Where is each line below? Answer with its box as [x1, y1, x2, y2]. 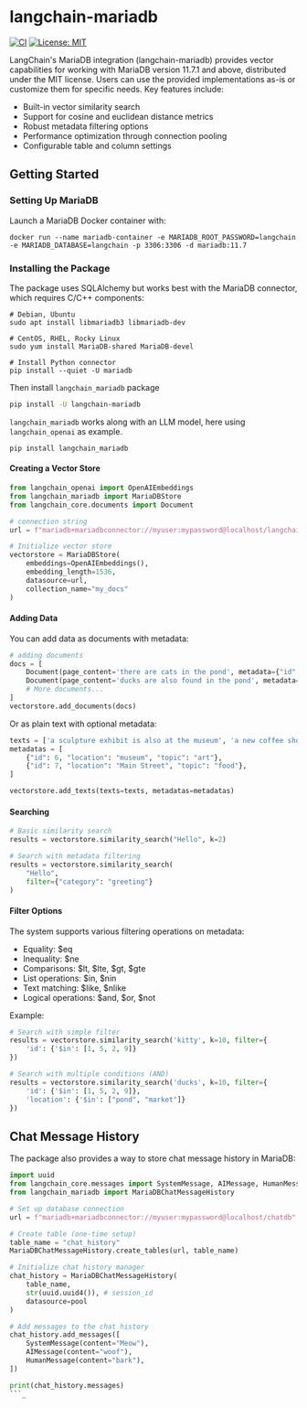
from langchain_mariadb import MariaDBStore [9, 491, 182, 500]
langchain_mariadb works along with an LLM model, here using [9, 416, 246, 427]
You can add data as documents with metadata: [9, 633, 189, 644]
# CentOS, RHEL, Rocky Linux [9, 334, 121, 343]
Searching [9, 806, 50, 817]
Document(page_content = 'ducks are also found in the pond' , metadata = [26, 676, 301, 685]
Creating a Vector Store [9, 463, 101, 474]
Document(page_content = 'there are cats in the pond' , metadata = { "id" [26, 668, 297, 677]
